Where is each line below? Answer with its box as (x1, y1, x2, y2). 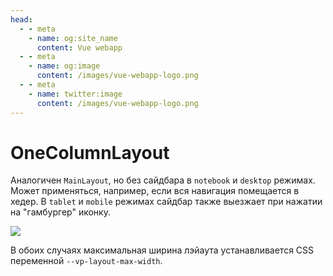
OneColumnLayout (10, 141, 170, 164)
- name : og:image (28, 61, 101, 71)
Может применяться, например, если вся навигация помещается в (10, 185, 300, 197)
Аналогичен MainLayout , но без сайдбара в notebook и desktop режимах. (10, 174, 316, 186)
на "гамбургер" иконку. (10, 206, 111, 218)
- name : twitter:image (28, 89, 123, 99)
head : (10, 14, 33, 25)
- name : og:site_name (28, 33, 118, 43)
